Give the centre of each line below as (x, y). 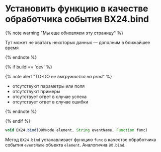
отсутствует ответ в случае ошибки (50, 101)
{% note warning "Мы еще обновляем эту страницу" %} (64, 33)
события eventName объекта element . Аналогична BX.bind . (65, 145)
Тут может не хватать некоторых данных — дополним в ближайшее (78, 42)
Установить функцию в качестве (77, 9)
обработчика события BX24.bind (77, 19)
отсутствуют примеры (36, 91)
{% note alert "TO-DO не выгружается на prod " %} (59, 76)
